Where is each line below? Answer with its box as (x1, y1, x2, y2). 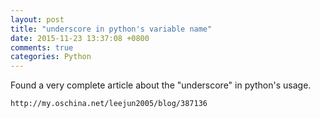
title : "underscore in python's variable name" (10, 24, 213, 34)
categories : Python (10, 52, 92, 62)
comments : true (10, 42, 74, 53)
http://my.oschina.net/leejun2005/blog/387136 (10, 99, 208, 109)
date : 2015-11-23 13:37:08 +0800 (10, 33, 150, 43)
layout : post (10, 14, 65, 25)
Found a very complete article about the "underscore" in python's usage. (10, 79, 312, 91)
